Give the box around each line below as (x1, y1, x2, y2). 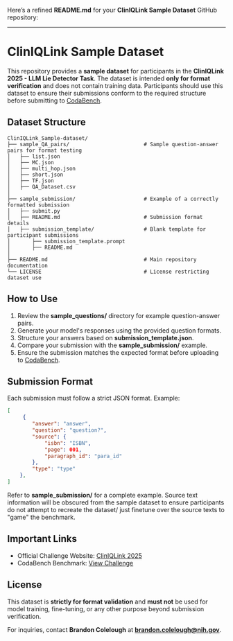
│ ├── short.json (7, 171, 64, 178)
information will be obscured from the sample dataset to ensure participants (7, 498, 225, 507)
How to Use (7, 293, 58, 305)
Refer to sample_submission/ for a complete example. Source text (7, 491, 198, 499)
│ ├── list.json (7, 152, 60, 160)
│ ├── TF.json (7, 177, 54, 184)
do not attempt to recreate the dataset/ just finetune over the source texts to (7, 505, 225, 513)
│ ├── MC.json (7, 159, 54, 166)
